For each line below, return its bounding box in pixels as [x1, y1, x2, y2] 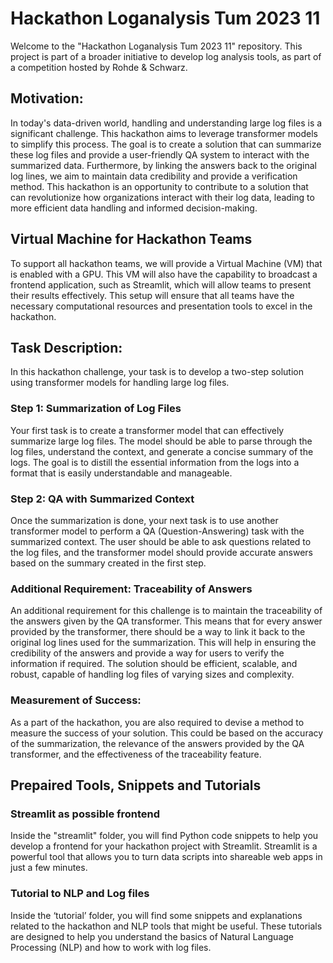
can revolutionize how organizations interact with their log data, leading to [10, 191, 315, 203]
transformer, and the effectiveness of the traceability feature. [10, 748, 262, 760]
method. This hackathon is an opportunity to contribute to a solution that [10, 180, 309, 192]
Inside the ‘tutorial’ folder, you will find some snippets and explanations [10, 909, 303, 921]
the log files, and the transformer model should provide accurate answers [10, 546, 313, 558]
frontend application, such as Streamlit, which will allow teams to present [10, 278, 312, 291]
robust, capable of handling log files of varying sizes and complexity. [10, 668, 295, 681]
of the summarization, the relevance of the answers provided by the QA [10, 737, 305, 749]
